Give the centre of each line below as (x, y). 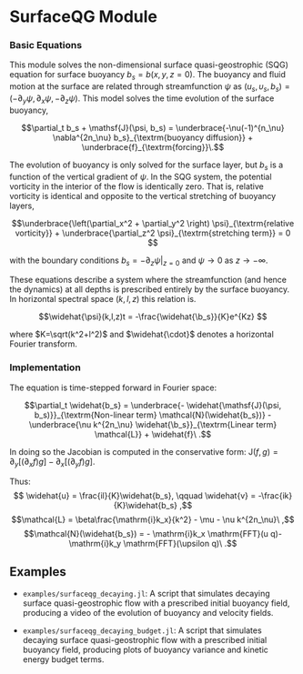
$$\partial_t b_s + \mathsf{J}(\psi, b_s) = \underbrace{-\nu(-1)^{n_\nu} (153, 127)
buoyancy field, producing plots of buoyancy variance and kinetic (145, 650)
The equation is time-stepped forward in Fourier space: (113, 387)
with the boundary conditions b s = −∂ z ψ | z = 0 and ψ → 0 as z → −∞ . (139, 261)
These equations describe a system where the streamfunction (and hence (148, 280)
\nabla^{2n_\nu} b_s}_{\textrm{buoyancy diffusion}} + (153, 137)
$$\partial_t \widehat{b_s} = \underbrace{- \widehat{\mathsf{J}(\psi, (153, 405)
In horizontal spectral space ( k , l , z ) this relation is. (103, 299)
